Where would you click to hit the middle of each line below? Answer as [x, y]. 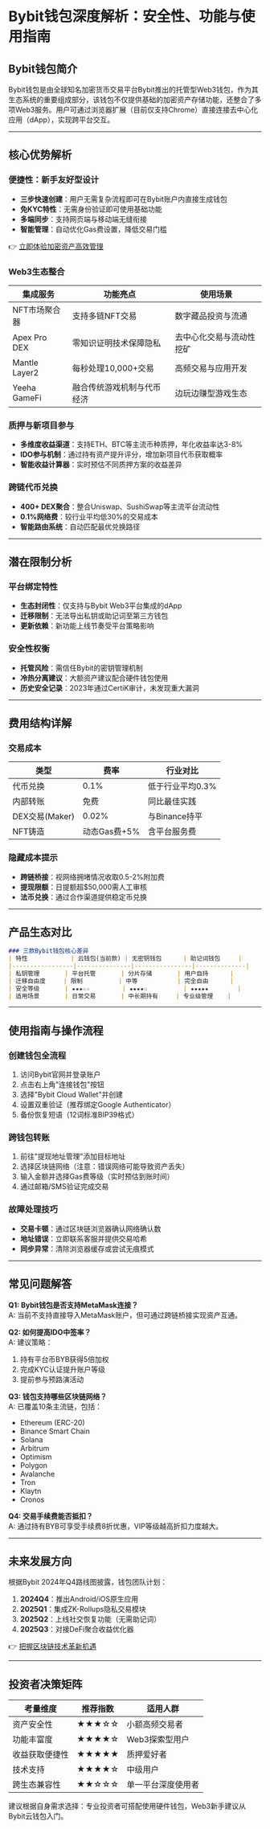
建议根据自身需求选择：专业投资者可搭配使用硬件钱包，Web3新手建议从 [127, 1806]
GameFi [27, 397]
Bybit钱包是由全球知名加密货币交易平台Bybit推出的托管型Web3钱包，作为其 [133, 90]
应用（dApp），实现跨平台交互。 [61, 120]
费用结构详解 [40, 723]
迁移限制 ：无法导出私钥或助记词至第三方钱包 [94, 616]
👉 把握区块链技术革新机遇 [53, 1647]
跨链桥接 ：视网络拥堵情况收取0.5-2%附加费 [92, 876]
